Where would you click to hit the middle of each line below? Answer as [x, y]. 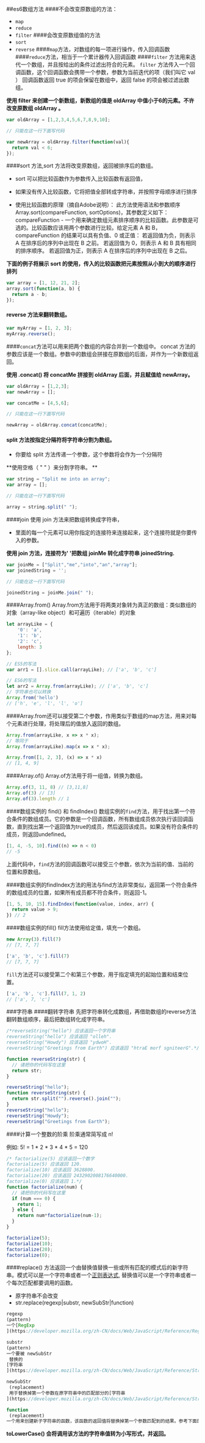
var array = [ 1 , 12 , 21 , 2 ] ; [43, 283]
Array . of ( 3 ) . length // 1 [38, 798]
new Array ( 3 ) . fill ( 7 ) [34, 939]
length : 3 [30, 647]
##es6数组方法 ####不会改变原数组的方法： [62, 9]
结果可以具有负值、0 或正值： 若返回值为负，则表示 [131, 235]
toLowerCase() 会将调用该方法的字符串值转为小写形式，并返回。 [88, 1434]
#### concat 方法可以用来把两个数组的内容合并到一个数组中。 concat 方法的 [101, 346]
